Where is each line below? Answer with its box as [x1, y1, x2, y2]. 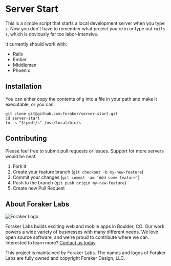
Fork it [12, 163, 27, 169]
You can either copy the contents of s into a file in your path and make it [5, 96, 157, 102]
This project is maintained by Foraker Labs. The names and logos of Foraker [5, 250, 166, 256]
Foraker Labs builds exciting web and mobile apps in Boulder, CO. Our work [5, 223, 165, 230]
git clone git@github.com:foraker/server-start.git [5, 111, 118, 116]
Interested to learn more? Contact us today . [5, 240, 97, 246]
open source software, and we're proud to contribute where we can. [5, 234, 149, 240]
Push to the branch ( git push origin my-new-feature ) [12, 179, 126, 185]
